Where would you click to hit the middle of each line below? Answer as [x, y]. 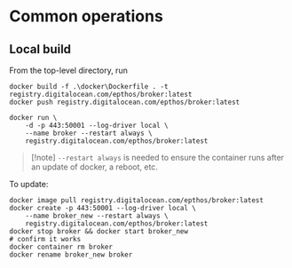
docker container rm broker [61, 247]
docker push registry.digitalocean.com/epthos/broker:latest [125, 102]
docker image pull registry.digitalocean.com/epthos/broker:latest [137, 201]
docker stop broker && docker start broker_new [99, 232]
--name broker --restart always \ [89, 133]
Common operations [87, 16]
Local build [40, 49]
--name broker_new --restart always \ [97, 216]
